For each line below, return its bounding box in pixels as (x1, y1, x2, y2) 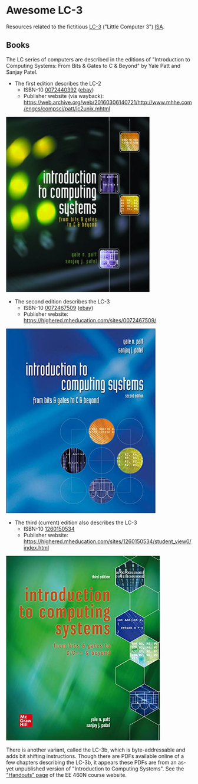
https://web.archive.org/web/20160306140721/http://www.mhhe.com (23, 99, 192, 106)
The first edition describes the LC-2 (14, 80, 101, 87)
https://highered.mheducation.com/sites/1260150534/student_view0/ (23, 538, 192, 545)
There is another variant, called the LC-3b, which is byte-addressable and (6, 746, 186, 753)
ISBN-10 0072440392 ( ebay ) (23, 86, 94, 93)
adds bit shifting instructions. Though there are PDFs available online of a (6, 752, 184, 759)
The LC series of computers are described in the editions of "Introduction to (6, 55, 190, 63)
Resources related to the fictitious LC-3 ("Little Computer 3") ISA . (6, 23, 165, 30)
